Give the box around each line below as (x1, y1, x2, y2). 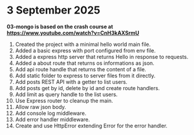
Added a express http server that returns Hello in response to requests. (15, 53, 189, 60)
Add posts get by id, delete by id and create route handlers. (15, 84, 160, 91)
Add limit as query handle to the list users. (15, 91, 118, 98)
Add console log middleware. (15, 110, 87, 117)
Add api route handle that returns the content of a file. (15, 65, 146, 73)
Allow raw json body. (15, 103, 67, 110)
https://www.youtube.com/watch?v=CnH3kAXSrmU (6, 29, 139, 36)
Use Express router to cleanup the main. (15, 97, 113, 104)
